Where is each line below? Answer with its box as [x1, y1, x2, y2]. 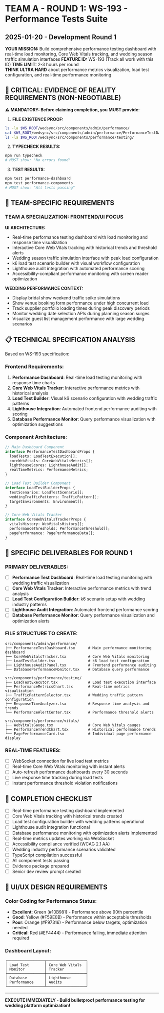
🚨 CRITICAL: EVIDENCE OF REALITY [5, 86, 116, 95]
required [12, 935, 30, 941]
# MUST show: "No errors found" [5, 158, 71, 163]
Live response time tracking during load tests [12, 775, 103, 781]
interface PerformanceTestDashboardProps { [5, 449, 95, 454]
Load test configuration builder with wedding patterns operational [12, 819, 144, 825]
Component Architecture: [5, 433, 67, 440]
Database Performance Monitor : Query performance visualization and [12, 612, 155, 618]
